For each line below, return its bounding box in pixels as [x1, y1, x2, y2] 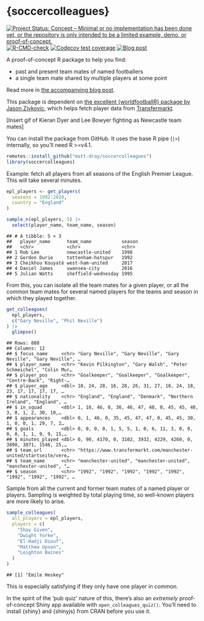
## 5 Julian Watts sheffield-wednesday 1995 [6, 271, 133, 277]
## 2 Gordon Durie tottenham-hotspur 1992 [6, 254, 133, 261]
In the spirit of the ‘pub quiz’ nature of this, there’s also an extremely [6, 595, 178, 602]
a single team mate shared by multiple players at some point [15, 74, 167, 81]
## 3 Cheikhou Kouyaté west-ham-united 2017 [6, 260, 133, 266]
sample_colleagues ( [6, 510, 56, 516]
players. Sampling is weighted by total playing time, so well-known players [6, 491, 194, 499]
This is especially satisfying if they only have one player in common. [6, 583, 178, 590]
